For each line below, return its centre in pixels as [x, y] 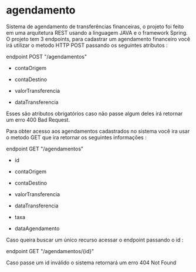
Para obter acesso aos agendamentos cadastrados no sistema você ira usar [98, 131]
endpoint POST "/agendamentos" [47, 56]
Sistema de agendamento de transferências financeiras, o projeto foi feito [95, 26]
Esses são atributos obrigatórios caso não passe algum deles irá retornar [94, 113]
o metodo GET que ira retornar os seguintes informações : [76, 137]
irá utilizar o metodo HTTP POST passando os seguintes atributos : [87, 45]
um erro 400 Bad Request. [38, 120]
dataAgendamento [37, 228]
